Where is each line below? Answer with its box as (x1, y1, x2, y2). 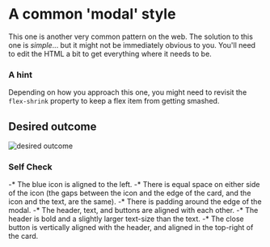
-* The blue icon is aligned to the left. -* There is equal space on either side (8, 180, 260, 190)
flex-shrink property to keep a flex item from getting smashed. (8, 96, 220, 106)
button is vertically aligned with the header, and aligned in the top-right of (8, 223, 254, 232)
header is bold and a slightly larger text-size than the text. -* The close (8, 214, 244, 224)
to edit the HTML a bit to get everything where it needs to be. (8, 49, 212, 58)
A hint (8, 69, 32, 80)
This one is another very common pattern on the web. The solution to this (8, 32, 253, 41)
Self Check (8, 161, 53, 172)
